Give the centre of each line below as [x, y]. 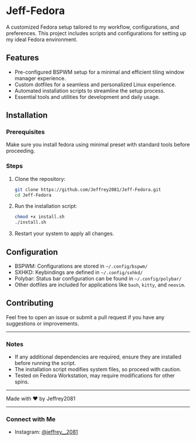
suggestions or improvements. [43, 323]
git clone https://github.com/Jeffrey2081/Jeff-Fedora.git [88, 189]
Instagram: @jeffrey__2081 [46, 432]
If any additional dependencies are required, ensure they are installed [98, 357]
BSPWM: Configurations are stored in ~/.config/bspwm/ [81, 266]
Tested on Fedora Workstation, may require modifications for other [94, 375]
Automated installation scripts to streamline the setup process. [90, 90]
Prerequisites [25, 132]
